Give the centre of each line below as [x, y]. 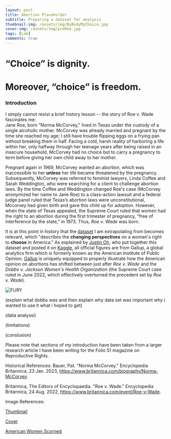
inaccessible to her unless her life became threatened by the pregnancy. [81, 173]
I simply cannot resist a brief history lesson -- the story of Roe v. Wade [79, 114]
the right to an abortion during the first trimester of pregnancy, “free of [79, 216]
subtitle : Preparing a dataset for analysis [53, 19]
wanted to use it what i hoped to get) [44, 305]
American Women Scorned [34, 431]
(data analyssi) [21, 315]
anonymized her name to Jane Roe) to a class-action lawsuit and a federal [83, 194]
